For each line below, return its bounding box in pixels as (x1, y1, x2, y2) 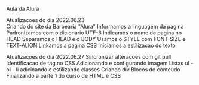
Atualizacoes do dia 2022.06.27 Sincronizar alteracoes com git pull (6, 53, 172, 60)
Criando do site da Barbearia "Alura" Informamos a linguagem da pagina (6, 23, 184, 30)
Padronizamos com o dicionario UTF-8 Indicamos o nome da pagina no (6, 29, 182, 36)
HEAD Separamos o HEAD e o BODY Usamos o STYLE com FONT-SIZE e (6, 36, 186, 42)
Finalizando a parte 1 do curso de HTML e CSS (6, 73, 121, 79)
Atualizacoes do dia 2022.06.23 (6, 17, 85, 23)
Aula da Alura (6, 5, 39, 12)
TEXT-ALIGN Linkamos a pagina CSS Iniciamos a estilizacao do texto (6, 42, 176, 49)
